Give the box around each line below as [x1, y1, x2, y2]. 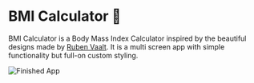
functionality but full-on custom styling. [8, 50, 139, 60]
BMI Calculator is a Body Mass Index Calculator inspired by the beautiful [8, 34, 247, 43]
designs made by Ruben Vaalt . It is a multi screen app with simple [8, 41, 225, 51]
